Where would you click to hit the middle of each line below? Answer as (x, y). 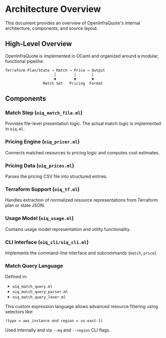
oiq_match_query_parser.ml (40, 292)
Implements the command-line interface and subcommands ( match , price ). (81, 253)
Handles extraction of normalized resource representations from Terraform (82, 200)
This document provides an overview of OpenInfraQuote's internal (73, 23)
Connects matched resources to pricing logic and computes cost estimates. (83, 152)
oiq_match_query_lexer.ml (39, 297)
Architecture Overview (53, 9)
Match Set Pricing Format (73, 83)
